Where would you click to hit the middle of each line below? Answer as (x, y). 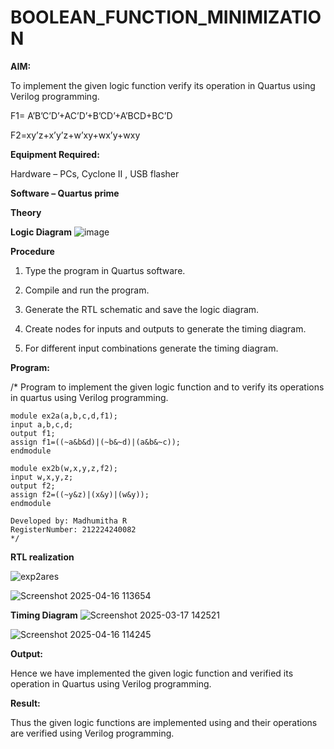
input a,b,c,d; (42, 424)
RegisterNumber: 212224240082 (73, 529)
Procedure (32, 251)
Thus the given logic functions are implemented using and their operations (164, 722)
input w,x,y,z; (42, 477)
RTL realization (42, 557)
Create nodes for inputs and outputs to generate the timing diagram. (165, 328)
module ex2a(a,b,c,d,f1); (64, 416)
